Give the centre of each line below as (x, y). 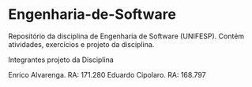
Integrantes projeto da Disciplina (61, 60)
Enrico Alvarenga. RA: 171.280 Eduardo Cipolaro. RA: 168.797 (107, 74)
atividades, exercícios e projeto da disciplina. (81, 44)
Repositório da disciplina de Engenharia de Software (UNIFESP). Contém (126, 36)
